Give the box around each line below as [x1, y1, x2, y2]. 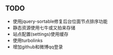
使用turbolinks [12, 37, 43, 43]
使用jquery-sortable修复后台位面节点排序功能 [12, 18, 108, 24]
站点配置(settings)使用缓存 [12, 31, 69, 37]
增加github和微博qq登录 [12, 43, 63, 50]
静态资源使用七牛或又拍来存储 [12, 24, 75, 31]
